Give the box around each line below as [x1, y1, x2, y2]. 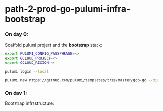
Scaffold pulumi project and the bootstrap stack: [5, 42, 103, 48]
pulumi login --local [5, 69, 49, 74]
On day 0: [5, 31, 29, 38]
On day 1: [5, 89, 28, 96]
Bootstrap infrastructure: [5, 100, 54, 106]
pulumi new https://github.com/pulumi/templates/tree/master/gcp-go [5, 78, 147, 83]
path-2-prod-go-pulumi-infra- [5, 3, 130, 15]
